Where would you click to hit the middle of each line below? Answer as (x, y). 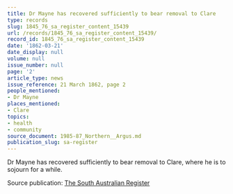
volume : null (26, 59)
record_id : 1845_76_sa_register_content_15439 (76, 39)
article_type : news (35, 78)
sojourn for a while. (35, 170)
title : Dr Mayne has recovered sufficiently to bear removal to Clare (112, 14)
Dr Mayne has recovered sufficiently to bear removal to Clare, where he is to (116, 162)
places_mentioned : (34, 104)
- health (20, 123)
